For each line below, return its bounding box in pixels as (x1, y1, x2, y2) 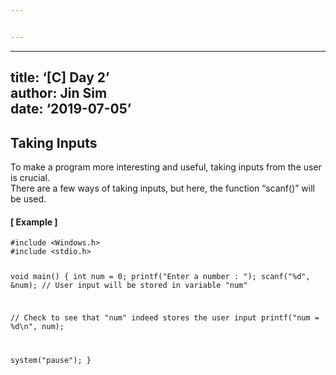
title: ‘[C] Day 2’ (10, 69, 110, 86)
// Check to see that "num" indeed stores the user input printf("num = (10, 312, 320, 323)
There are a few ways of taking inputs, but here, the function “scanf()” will (10, 182, 315, 194)
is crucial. (10, 171, 50, 183)
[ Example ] (10, 216, 58, 228)
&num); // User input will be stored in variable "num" (10, 281, 248, 291)
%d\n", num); (10, 321, 65, 331)
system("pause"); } (10, 355, 92, 365)
